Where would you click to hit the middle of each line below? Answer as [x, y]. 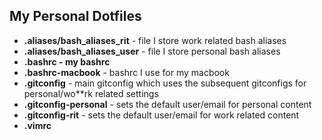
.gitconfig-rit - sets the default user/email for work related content [161, 115]
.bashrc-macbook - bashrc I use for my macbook [126, 72]
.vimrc [37, 125]
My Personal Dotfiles [75, 16]
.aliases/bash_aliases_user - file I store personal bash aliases [152, 51]
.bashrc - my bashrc [67, 61]
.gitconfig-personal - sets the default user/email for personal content [167, 104]
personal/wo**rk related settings [91, 93]
